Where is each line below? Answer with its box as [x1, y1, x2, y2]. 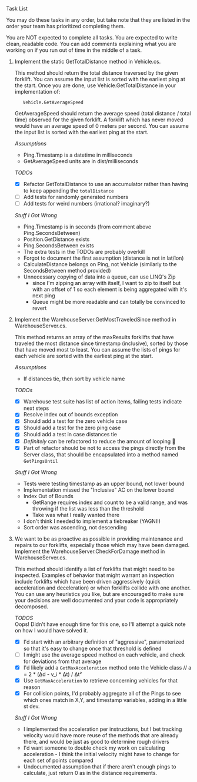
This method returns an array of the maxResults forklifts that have [14, 334, 175, 341]
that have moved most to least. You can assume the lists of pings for [14, 346, 181, 353]
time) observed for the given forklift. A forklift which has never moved [14, 116, 183, 123]
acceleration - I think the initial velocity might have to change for [23, 750, 179, 757]
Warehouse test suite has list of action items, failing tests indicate [23, 398, 182, 405]
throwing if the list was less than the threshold [32, 505, 144, 512]
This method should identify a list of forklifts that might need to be [14, 565, 175, 572]
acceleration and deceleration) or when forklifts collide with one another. [14, 584, 191, 591]
